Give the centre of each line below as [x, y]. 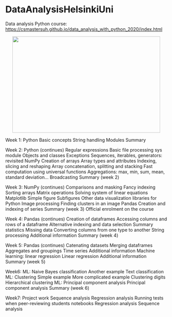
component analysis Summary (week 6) [47, 288]
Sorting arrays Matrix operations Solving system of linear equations [77, 192]
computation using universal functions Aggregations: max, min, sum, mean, [85, 172]
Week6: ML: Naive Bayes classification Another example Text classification [85, 271]
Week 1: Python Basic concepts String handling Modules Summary [76, 140]
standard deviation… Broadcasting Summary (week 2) [62, 177]
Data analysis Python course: [36, 24]
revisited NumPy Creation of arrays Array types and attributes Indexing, [81, 161]
